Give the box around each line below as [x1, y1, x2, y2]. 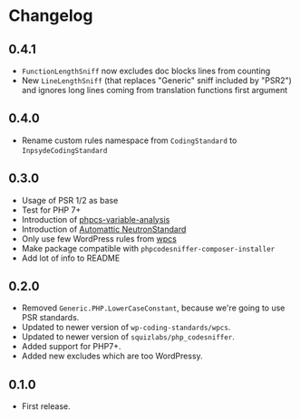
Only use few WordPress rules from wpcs [21, 233, 178, 244]
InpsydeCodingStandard [21, 146, 108, 155]
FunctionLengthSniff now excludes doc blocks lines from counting [21, 65, 271, 76]
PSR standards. [21, 312, 80, 323]
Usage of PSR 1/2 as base [21, 195, 119, 205]
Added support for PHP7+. [21, 341, 121, 352]
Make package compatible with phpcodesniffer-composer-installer [21, 243, 276, 253]
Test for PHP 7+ [21, 205, 82, 215]
